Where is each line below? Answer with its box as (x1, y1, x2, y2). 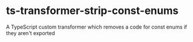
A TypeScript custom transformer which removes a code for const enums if (6, 23, 188, 30)
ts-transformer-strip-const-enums (6, 4, 179, 17)
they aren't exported (6, 29, 55, 36)
